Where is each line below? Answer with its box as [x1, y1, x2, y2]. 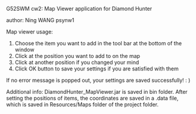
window [14, 46, 35, 53]
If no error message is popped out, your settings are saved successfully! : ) [6, 77, 191, 84]
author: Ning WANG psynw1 [6, 17, 74, 23]
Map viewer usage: [6, 28, 54, 35]
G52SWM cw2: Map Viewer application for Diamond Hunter [6, 5, 153, 12]
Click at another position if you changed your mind [14, 59, 139, 66]
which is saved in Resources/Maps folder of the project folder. [6, 101, 159, 108]
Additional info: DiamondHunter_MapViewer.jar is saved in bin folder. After [6, 88, 188, 95]
